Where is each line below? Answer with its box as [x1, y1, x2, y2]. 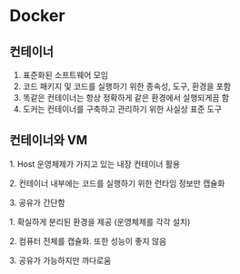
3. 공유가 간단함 [9, 197, 65, 208]
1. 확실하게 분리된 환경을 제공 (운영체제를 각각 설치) [9, 216, 191, 227]
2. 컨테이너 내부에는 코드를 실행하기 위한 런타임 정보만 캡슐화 [9, 178, 225, 189]
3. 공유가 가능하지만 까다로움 [9, 255, 112, 266]
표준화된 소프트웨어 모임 [22, 70, 109, 80]
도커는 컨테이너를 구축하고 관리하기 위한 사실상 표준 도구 [22, 103, 223, 114]
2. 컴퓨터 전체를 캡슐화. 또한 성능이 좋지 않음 [9, 235, 167, 246]
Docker [9, 5, 65, 26]
